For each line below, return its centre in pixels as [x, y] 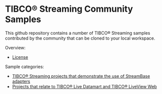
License [20, 57]
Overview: [15, 47]
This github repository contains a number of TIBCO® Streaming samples [78, 33]
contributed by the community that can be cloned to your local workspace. [80, 38]
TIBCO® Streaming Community [69, 9]
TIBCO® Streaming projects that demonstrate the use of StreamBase [81, 76]
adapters [21, 81]
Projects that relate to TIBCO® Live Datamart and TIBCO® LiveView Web [84, 86]
